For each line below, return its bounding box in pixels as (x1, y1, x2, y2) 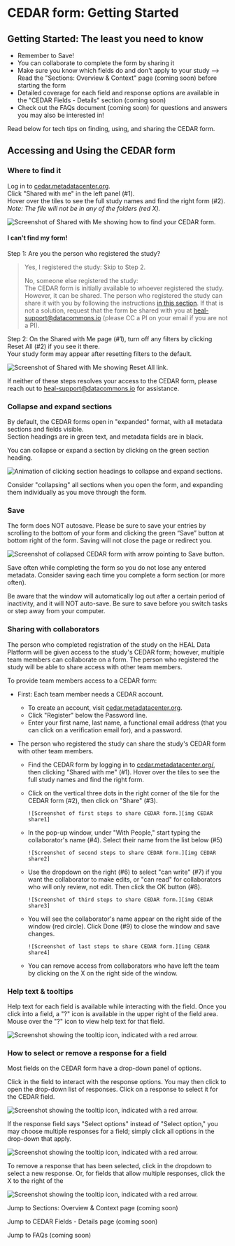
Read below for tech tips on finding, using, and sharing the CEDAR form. (7, 125, 215, 132)
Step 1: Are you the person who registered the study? (7, 249, 161, 257)
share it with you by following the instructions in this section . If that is (24, 299, 224, 307)
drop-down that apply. (7, 1135, 72, 1143)
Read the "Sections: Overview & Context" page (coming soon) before (17, 74, 218, 82)
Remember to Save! (17, 51, 75, 60)
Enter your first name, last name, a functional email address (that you (27, 718, 227, 727)
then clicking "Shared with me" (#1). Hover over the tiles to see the (27, 767, 220, 776)
